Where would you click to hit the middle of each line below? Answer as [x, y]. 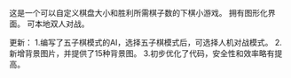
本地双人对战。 [62, 24]
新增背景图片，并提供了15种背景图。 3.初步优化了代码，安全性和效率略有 [142, 53]
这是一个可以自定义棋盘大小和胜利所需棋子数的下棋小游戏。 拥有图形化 [138, 13]
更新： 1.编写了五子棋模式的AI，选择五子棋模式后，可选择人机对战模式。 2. [145, 43]
